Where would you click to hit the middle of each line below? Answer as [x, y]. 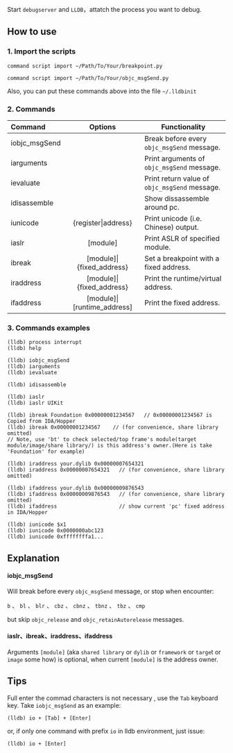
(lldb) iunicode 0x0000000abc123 [55, 531]
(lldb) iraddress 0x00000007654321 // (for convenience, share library [116, 470]
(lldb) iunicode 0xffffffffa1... [55, 537]
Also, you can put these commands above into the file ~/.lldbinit [102, 91]
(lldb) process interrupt [44, 342]
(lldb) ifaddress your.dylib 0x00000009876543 [76, 488]
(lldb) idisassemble [37, 385]
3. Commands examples [49, 328]
